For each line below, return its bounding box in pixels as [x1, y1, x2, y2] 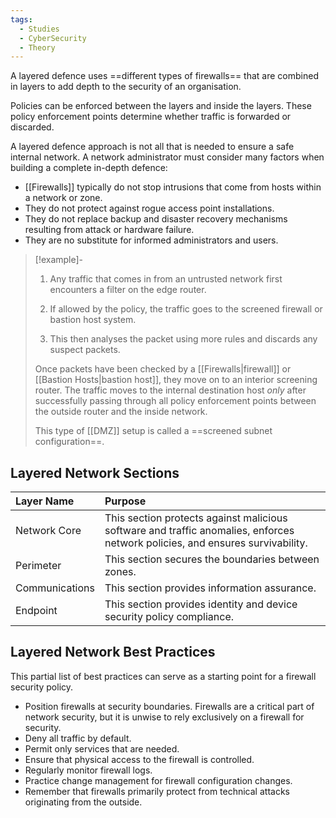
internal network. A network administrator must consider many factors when [10, 151, 325, 163]
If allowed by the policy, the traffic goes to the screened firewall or [49, 303, 323, 315]
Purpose [104, 494, 147, 508]
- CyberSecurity [19, 33, 87, 43]
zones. [104, 565, 137, 579]
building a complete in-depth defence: [10, 162, 168, 174]
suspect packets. [49, 344, 121, 356]
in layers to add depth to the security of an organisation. [10, 81, 242, 93]
